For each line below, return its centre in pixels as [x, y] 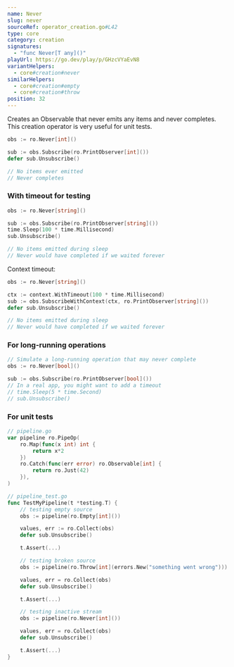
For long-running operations [57, 345]
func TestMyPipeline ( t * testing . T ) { [63, 503]
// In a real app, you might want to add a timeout [84, 386]
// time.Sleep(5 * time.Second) [54, 392]
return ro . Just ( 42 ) [61, 470]
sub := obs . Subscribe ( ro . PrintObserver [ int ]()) [78, 152]
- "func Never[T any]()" [50, 54]
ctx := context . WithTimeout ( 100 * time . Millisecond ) [86, 294]
